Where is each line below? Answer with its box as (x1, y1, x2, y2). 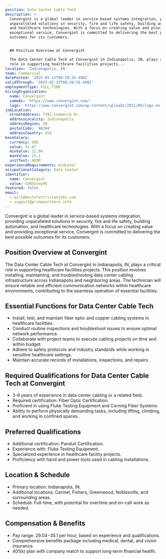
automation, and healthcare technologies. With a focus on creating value (5, 223, 153, 229)
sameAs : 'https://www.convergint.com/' (9, 98, 92, 103)
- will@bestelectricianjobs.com (9, 195, 77, 200)
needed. (12, 505, 30, 511)
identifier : (5, 172, 30, 177)
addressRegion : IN (9, 122, 48, 127)
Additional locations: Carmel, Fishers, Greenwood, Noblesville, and (12, 489, 149, 495)
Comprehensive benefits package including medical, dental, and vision (12, 537, 157, 544)
